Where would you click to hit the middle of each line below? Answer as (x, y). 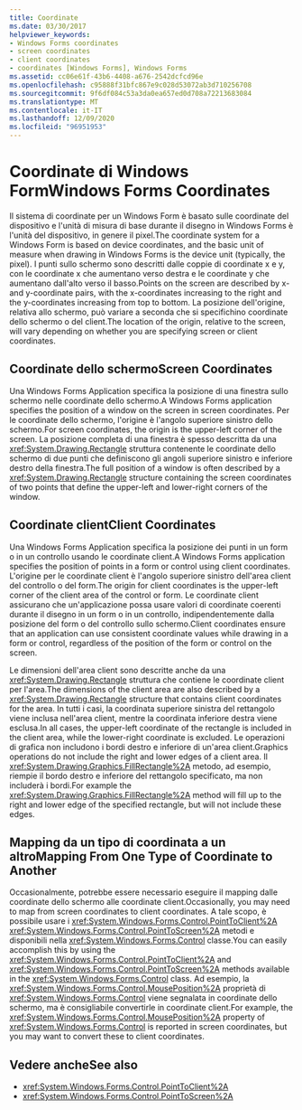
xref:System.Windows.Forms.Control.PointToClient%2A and (120, 960)
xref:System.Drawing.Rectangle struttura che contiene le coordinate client (147, 680)
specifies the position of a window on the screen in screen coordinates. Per (150, 410)
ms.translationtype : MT (54, 102)
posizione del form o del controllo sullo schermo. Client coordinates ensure (148, 624)
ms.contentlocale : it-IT (56, 110)
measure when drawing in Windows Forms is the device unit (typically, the (147, 254)
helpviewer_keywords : (50, 34)
